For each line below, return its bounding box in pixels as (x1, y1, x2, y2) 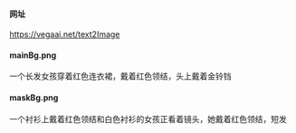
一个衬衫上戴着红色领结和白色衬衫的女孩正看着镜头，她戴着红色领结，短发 (9, 113, 287, 124)
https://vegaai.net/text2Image (9, 29, 120, 40)
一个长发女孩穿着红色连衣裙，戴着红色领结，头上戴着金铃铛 (9, 71, 232, 81)
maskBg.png (9, 92, 59, 103)
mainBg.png (9, 50, 57, 61)
